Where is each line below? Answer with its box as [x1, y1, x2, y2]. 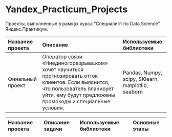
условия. [42, 104, 64, 111]
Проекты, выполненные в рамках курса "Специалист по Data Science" [5, 20, 160, 27]
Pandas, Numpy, [122, 69, 163, 76]
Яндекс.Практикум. [5, 26, 48, 32]
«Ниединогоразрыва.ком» [42, 59, 109, 66]
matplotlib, [122, 82, 148, 89]
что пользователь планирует [42, 85, 114, 92]
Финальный [8, 75, 37, 82]
